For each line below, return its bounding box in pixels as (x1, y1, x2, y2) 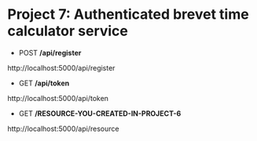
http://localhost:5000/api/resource (7, 124, 119, 133)
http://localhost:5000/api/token (7, 93, 109, 103)
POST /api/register (18, 48, 82, 57)
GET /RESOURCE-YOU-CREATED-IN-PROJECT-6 (18, 108, 182, 118)
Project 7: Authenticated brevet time (7, 5, 249, 23)
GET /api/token (18, 78, 70, 88)
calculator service (7, 22, 129, 40)
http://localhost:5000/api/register (7, 63, 116, 72)
